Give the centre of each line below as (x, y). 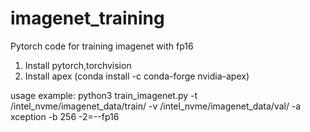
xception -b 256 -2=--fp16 (65, 116)
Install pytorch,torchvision (78, 65)
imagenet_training (87, 18)
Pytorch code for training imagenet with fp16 (102, 46)
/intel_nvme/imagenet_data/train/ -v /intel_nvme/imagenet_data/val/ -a (156, 106)
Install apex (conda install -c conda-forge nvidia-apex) (137, 76)
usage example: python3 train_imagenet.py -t (104, 95)
